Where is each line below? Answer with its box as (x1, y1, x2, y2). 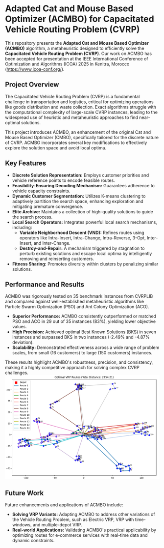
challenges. (5, 370, 28, 376)
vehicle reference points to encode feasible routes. (12, 177, 115, 183)
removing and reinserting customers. (19, 256, 94, 261)
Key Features (5, 159, 47, 168)
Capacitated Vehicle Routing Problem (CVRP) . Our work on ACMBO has (5, 50, 152, 57)
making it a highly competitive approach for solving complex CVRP (5, 365, 140, 371)
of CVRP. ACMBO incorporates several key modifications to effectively (5, 140, 147, 145)
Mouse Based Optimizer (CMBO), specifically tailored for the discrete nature (5, 134, 159, 140)
